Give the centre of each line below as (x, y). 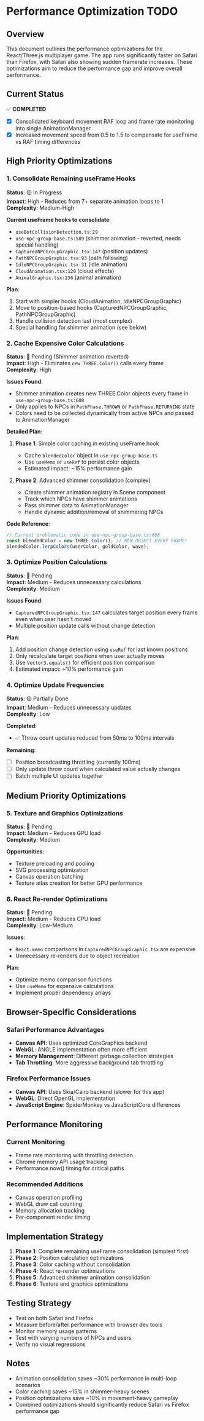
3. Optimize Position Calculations (57, 562)
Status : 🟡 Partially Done (37, 699)
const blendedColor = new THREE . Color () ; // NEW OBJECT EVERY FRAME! (97, 540)
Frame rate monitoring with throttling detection (74, 1155)
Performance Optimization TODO (92, 11)
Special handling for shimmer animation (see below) (81, 327)
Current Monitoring (36, 1142)
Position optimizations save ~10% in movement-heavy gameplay (97, 1398)
